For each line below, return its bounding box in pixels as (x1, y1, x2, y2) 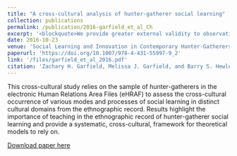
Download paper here (7, 140, 71, 149)
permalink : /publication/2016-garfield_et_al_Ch (7, 23, 153, 30)
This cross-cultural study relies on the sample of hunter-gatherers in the (7, 82, 217, 90)
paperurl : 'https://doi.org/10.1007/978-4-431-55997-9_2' (7, 50, 181, 57)
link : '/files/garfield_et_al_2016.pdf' (7, 56, 128, 64)
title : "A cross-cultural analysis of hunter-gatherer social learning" (7, 10, 226, 18)
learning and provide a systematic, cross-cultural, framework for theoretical (7, 119, 228, 128)
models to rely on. (7, 127, 60, 136)
